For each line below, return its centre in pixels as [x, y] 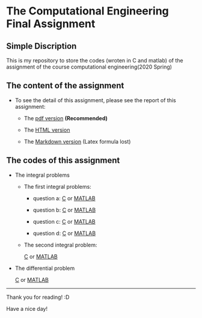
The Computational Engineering [88, 11]
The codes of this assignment [63, 161]
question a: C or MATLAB [64, 198]
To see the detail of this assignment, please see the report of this [95, 100]
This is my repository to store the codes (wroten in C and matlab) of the [95, 60]
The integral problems [42, 175]
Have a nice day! [27, 308]
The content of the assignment [65, 86]
